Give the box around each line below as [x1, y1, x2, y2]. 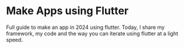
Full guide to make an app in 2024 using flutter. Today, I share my [6, 24, 165, 31]
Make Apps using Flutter [6, 4, 129, 18]
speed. [6, 36, 23, 43]
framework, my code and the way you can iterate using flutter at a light [6, 30, 179, 37]
